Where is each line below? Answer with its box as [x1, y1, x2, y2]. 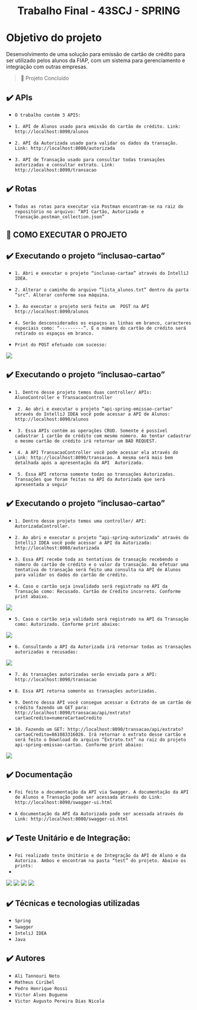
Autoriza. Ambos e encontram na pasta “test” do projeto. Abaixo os [14, 858, 186, 864]
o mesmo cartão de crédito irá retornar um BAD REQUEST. [14, 438, 158, 444]
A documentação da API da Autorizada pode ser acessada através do [14, 811, 183, 817]
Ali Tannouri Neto [14, 973, 60, 979]
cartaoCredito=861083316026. [14, 732, 86, 737]
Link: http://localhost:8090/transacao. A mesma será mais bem [14, 454, 173, 461]
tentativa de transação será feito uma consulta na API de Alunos [14, 566, 181, 573]
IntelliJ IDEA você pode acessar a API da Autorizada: [14, 540, 152, 546]
